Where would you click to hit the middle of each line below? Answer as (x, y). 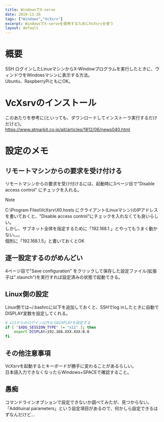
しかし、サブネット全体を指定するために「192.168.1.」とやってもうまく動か (82, 229)
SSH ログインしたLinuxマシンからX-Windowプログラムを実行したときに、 (80, 69)
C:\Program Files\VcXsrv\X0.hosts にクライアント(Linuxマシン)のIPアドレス (82, 210)
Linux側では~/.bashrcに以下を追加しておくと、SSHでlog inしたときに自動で (82, 307)
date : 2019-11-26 (23, 14)
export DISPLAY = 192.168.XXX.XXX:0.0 (52, 332)
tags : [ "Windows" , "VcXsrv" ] (34, 19)
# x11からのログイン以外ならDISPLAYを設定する (48, 322)
